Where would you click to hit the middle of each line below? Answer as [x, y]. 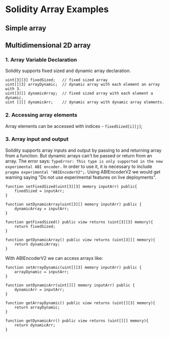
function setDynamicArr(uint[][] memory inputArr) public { [70, 285]
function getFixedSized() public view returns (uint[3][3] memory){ [79, 222]
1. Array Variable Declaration [41, 59]
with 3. [13, 89]
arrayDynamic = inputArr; [42, 272]
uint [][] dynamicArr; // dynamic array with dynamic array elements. [85, 103]
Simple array [26, 28]
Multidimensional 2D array [48, 45]
